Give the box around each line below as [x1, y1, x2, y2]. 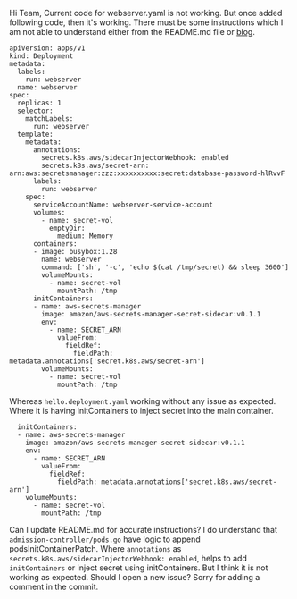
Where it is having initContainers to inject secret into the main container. [9, 406, 274, 416]
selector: [17, 106, 54, 115]
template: [17, 130, 54, 139]
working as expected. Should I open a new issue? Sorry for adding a [9, 572, 260, 582]
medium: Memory [56, 232, 114, 240]
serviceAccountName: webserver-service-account [32, 200, 214, 209]
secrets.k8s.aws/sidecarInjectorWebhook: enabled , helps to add [9, 553, 247, 563]
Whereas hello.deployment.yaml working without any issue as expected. [9, 396, 276, 406]
